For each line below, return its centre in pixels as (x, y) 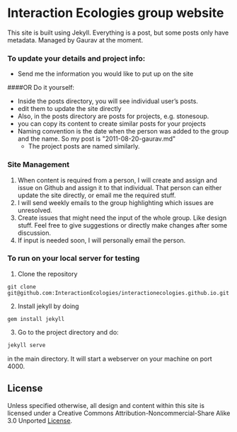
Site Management (38, 165)
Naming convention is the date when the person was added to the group (123, 132)
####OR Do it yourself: (41, 88)
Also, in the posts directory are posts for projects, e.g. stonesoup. (113, 116)
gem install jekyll (36, 319)
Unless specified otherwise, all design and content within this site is (106, 405)
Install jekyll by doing (48, 306)
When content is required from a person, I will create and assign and (117, 180)
